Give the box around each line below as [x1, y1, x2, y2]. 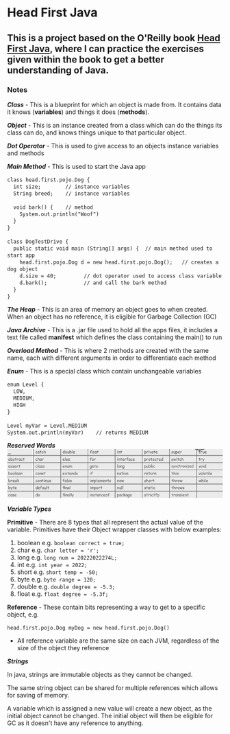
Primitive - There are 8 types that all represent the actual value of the [7, 518, 203, 526]
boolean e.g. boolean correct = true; [16, 538, 125, 547]
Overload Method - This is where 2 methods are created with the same [7, 346, 209, 354]
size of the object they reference [16, 643, 110, 652]
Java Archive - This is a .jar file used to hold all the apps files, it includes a [7, 325, 218, 334]
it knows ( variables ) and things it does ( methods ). [7, 108, 149, 116]
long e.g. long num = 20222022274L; [16, 553, 118, 561]
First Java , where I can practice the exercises [7, 43, 204, 54]
